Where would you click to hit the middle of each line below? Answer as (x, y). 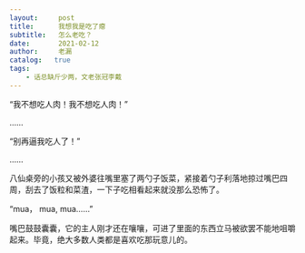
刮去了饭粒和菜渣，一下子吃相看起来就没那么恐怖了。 (124, 189)
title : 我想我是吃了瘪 (58, 26)
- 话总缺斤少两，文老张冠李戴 (74, 77)
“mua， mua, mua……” (51, 208)
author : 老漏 (41, 52)
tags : (20, 69)
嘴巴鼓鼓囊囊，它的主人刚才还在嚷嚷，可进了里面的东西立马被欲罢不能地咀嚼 (152, 228)
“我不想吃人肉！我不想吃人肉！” (69, 104)
